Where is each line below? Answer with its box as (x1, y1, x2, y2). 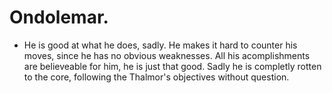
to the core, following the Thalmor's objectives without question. (23, 71, 290, 83)
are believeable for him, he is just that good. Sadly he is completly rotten (23, 60, 322, 72)
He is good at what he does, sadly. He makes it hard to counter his (23, 39, 298, 51)
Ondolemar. (9, 6, 109, 29)
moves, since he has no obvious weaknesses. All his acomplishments (23, 49, 311, 61)
